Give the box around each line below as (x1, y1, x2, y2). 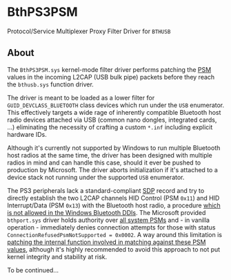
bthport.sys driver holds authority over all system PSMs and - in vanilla (7, 216, 210, 224)
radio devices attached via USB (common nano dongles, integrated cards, (7, 115, 217, 124)
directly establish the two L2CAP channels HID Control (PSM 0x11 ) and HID (7, 194, 220, 202)
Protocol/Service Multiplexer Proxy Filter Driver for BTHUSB (7, 27, 171, 35)
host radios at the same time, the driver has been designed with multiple (7, 151, 212, 159)
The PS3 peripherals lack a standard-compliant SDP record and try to (7, 186, 205, 194)
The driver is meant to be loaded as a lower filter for (7, 93, 155, 102)
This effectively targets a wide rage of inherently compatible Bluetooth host (7, 108, 221, 116)
